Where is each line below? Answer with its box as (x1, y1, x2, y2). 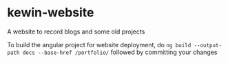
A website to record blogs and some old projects (7, 27, 145, 36)
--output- (194, 42, 222, 49)
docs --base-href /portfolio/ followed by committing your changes (22, 48, 218, 56)
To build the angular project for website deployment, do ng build (7, 40, 191, 49)
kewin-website (7, 5, 94, 21)
